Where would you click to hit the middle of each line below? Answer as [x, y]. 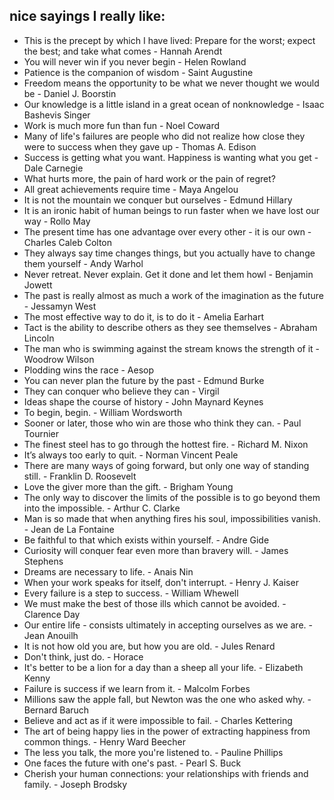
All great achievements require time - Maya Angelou [131, 189]
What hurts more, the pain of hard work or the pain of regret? [149, 178]
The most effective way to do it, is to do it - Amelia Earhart [144, 316]
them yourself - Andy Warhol [83, 263]
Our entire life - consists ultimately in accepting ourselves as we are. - [168, 625]
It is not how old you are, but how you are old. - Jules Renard [149, 646]
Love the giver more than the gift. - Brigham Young [128, 486]
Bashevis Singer [57, 115]
